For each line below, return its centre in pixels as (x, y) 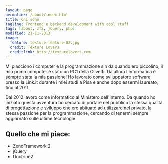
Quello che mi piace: (38, 134)
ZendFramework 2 (32, 146)
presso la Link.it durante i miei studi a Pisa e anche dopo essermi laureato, (82, 82)
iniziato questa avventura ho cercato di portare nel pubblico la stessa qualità (84, 102)
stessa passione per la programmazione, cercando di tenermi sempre (77, 113)
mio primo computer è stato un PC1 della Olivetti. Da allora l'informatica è (81, 71)
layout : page (19, 10)
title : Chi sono (22, 19)
